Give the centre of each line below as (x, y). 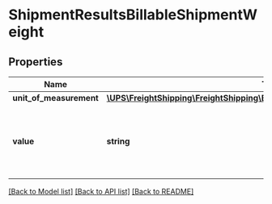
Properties (36, 62)
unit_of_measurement (55, 98)
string (118, 141)
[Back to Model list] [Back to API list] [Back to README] (101, 192)
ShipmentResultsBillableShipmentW (133, 15)
